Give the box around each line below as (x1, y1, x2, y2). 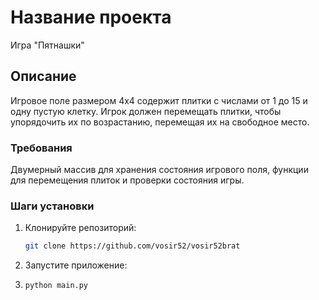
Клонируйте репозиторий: (24, 222, 137, 234)
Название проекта (10, 6, 172, 29)
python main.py (24, 281, 89, 291)
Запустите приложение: (24, 259, 128, 271)
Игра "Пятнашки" (10, 39, 85, 51)
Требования (10, 141, 73, 155)
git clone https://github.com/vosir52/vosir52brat (24, 241, 241, 251)
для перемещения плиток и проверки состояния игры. (10, 174, 245, 186)
